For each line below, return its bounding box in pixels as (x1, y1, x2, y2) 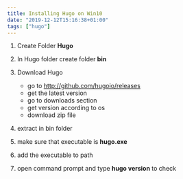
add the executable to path (16, 151, 94, 159)
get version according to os (27, 104, 105, 112)
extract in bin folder (16, 125, 73, 133)
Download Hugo (16, 68, 63, 76)
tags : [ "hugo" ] (7, 23, 51, 30)
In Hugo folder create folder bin (16, 55, 107, 63)
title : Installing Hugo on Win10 (7, 10, 103, 17)
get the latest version (27, 89, 88, 97)
